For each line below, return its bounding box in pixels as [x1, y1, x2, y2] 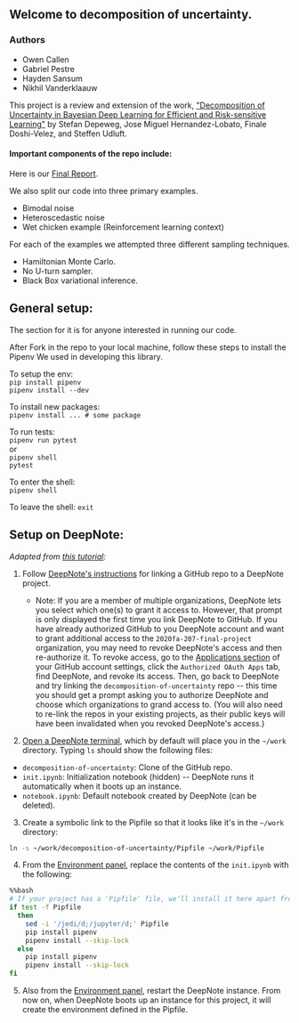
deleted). [21, 800, 56, 810]
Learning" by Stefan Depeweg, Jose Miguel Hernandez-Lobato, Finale [9, 118, 267, 129]
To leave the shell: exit [9, 501, 94, 512]
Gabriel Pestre [21, 63, 76, 74]
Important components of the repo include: [9, 149, 173, 159]
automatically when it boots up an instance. [21, 781, 182, 792]
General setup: [9, 301, 93, 316]
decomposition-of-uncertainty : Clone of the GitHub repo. [21, 761, 233, 773]
